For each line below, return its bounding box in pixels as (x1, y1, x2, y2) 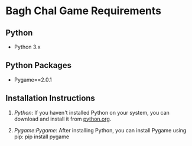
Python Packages (5, 60, 72, 70)
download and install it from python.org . (14, 115, 112, 122)
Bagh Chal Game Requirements (5, 4, 162, 18)
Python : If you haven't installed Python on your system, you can (14, 109, 170, 116)
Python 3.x (14, 43, 41, 50)
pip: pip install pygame (14, 133, 69, 140)
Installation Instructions (5, 93, 96, 103)
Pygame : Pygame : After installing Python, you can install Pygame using (14, 126, 187, 134)
